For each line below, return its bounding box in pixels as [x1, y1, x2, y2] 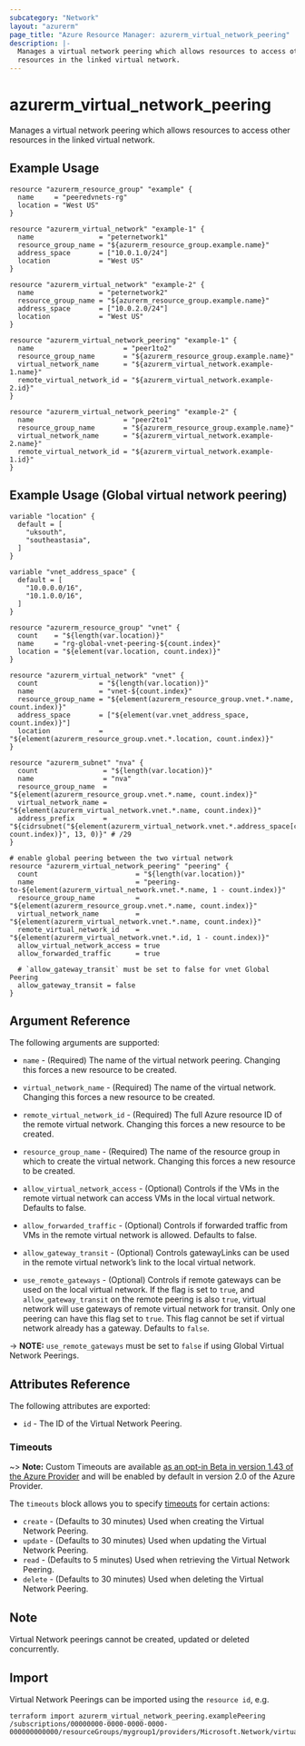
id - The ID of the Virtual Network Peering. [22, 1418, 182, 1429]
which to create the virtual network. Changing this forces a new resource [22, 1156, 296, 1167]
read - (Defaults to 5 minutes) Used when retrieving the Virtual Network [22, 1554, 290, 1565]
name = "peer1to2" [17, 343, 172, 352]
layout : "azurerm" [9, 22, 79, 31]
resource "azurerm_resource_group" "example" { [9, 184, 193, 193]
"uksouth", [25, 528, 67, 537]
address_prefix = [17, 814, 107, 823]
